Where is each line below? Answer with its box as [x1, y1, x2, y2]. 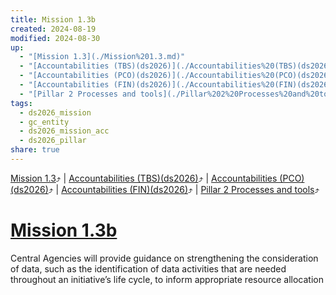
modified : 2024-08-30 [10, 33, 101, 43]
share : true [10, 145, 60, 155]
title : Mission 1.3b [10, 14, 97, 25]
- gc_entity [19, 117, 70, 127]
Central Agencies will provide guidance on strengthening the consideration [10, 252, 319, 264]
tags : [10, 98, 33, 108]
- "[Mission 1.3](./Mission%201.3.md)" [19, 52, 186, 62]
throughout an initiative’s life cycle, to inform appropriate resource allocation [10, 273, 324, 285]
